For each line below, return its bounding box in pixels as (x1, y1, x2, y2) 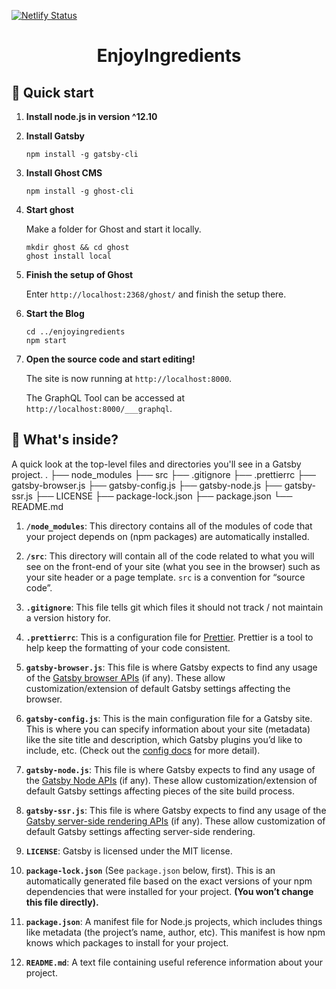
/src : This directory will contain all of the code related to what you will (25, 550, 315, 562)
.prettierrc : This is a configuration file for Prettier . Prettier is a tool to (25, 631, 314, 643)
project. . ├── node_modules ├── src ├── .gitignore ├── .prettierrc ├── (11, 468, 316, 480)
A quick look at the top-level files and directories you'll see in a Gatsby (11, 458, 302, 470)
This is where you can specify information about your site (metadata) (25, 723, 311, 735)
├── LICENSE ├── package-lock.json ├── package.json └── (34, 490, 293, 502)
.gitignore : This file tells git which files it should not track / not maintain (25, 601, 324, 613)
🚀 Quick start (11, 84, 94, 101)
